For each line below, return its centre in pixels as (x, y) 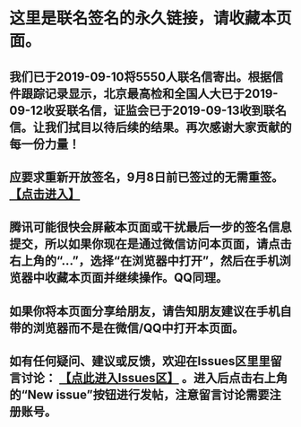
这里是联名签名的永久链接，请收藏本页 (151, 18)
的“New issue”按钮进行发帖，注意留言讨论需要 (139, 395)
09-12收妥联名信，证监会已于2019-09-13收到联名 (148, 110)
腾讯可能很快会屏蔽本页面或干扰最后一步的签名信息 (150, 227)
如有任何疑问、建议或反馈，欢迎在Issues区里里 (140, 361)
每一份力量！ (45, 144)
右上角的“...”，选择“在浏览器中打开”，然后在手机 (144, 261)
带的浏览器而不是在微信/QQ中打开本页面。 (127, 328)
